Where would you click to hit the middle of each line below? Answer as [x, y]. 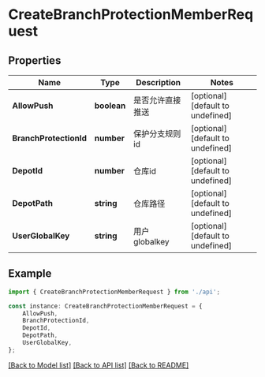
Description [159, 82]
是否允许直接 [157, 100]
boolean [110, 106]
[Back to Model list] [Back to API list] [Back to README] [99, 365]
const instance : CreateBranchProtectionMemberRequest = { [105, 306]
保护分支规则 [157, 134]
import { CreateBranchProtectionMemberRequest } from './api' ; [114, 292]
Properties [35, 60]
